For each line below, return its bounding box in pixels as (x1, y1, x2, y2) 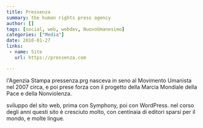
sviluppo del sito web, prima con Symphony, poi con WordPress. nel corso (6, 102, 194, 109)
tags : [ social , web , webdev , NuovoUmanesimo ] (6, 26, 124, 32)
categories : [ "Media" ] (6, 32, 64, 38)
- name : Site (9, 49, 43, 55)
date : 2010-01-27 (6, 37, 51, 43)
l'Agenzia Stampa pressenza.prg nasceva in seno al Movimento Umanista (6, 77, 192, 84)
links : (6, 43, 23, 50)
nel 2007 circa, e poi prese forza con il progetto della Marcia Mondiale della (6, 83, 197, 91)
